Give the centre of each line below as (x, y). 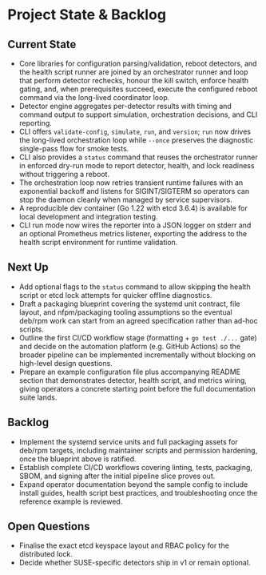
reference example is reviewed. (71, 501)
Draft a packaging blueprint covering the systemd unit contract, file (129, 304)
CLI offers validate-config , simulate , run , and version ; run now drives (135, 131)
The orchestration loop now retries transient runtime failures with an (131, 183)
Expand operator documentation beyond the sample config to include (133, 484)
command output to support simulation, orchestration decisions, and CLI (138, 115)
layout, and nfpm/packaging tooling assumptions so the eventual (125, 312)
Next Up (28, 267)
